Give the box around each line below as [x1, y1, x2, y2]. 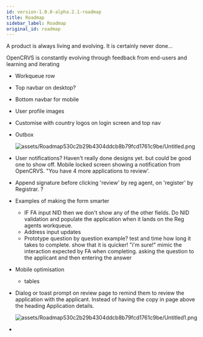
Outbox [15, 131, 34, 138]
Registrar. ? [15, 185, 44, 193]
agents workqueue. [24, 222, 73, 229]
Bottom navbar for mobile [15, 96, 79, 103]
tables [24, 278, 40, 285]
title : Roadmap [6, 15, 45, 21]
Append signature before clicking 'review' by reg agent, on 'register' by [15, 179, 194, 187]
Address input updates [24, 229, 81, 236]
